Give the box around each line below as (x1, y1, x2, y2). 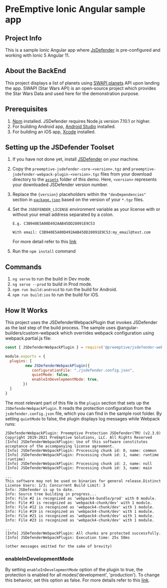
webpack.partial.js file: (5, 335, 52, 341)
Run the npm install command (12, 248, 76, 254)
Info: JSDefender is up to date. (5, 487, 75, 492)
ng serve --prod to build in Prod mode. (12, 281, 92, 287)
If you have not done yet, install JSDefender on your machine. (12, 156, 139, 162)
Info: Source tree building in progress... (5, 491, 97, 496)
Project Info (5, 34, 42, 42)
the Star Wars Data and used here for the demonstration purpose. (5, 91, 140, 97)
